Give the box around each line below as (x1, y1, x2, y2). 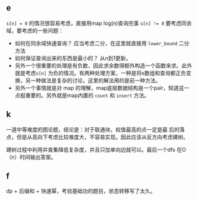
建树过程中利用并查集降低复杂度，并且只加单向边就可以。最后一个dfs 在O (6, 146, 186, 153)
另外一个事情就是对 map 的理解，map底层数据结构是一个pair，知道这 (14, 84, 184, 91)
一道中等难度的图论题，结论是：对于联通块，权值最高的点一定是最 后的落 (6, 126, 185, 133)
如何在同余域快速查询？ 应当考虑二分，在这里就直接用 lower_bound (14, 39, 178, 46)
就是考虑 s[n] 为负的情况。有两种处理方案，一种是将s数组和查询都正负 (14, 69, 186, 76)
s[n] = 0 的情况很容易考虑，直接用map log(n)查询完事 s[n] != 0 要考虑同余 (6, 19, 192, 27)
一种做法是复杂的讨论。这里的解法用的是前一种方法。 (30, 77, 161, 84)
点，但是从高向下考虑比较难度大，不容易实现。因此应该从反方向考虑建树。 (6, 133, 188, 140)
